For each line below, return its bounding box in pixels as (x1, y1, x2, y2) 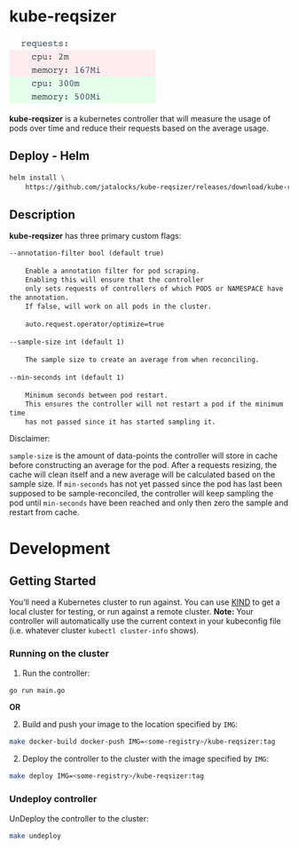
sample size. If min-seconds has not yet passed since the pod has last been (9, 479, 282, 489)
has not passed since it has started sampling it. (25, 417, 216, 427)
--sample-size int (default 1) (9, 337, 125, 347)
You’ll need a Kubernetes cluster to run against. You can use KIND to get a (9, 597, 281, 607)
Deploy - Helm (9, 148, 90, 163)
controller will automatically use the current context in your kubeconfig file (9, 615, 281, 627)
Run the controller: (21, 668, 90, 678)
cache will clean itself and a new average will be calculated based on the (9, 469, 276, 480)
